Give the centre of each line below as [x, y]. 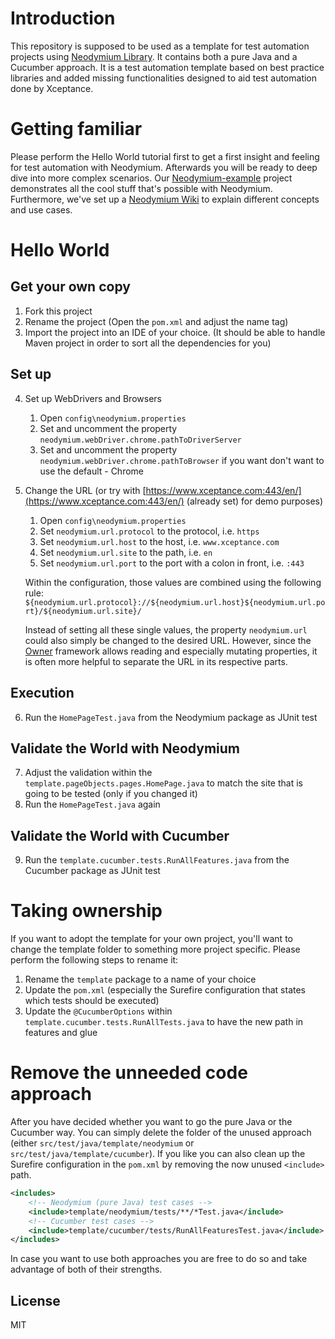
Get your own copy [70, 287]
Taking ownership [86, 911]
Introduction [63, 18]
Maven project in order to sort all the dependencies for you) [148, 343]
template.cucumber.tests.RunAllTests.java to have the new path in [164, 1022]
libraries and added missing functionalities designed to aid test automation [164, 78]
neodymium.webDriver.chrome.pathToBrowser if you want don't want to [182, 460]
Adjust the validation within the [88, 773]
